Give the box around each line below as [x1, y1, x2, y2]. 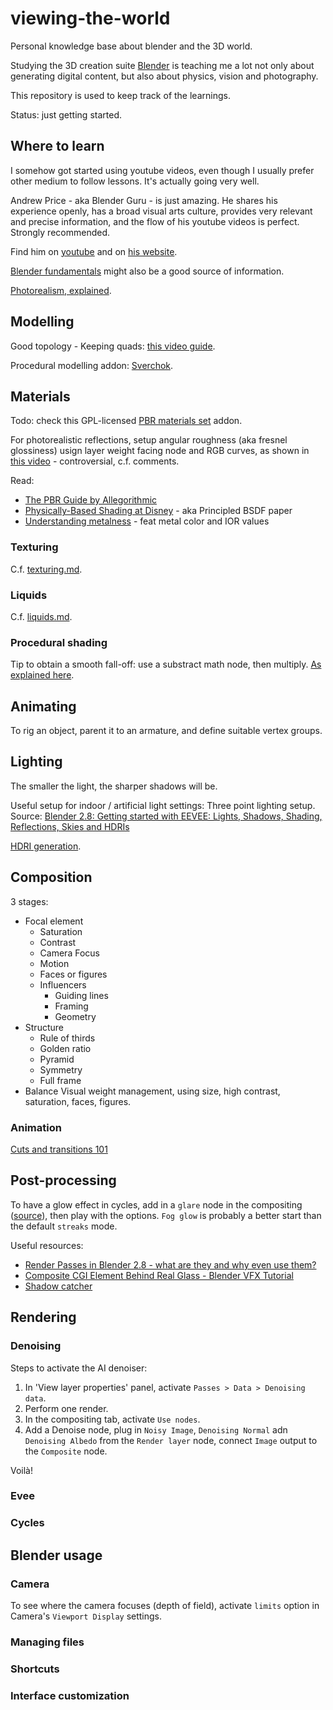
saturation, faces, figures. [24, 1095, 132, 1107]
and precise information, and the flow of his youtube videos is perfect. [10, 215, 300, 227]
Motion [39, 957, 70, 969]
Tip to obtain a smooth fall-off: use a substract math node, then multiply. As [10, 658, 322, 671]
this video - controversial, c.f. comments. [10, 455, 180, 467]
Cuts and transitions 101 [10, 1143, 108, 1155]
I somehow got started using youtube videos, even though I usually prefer [10, 164, 315, 176]
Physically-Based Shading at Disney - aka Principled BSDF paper [24, 505, 293, 517]
